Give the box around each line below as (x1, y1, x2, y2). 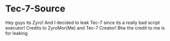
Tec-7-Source (5, 3, 66, 14)
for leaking (5, 30, 28, 36)
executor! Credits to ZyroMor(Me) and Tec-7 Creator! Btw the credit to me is (5, 24, 165, 30)
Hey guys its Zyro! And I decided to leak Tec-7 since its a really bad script (5, 19, 160, 25)
